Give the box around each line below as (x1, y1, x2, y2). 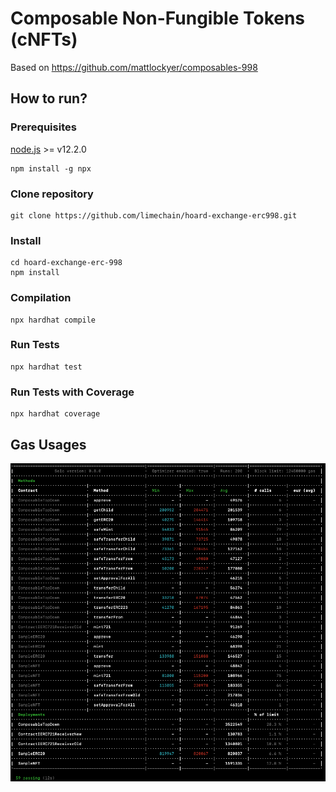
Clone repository (10, 187, 94, 201)
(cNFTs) (10, 28, 78, 51)
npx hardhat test (10, 362, 83, 372)
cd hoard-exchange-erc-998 (10, 258, 123, 268)
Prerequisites (10, 120, 77, 134)
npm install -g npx (10, 163, 92, 174)
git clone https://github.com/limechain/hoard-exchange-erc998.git (10, 210, 298, 221)
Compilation (10, 291, 72, 305)
